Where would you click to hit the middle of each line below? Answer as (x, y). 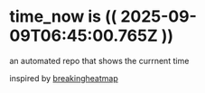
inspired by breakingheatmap (64, 78)
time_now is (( (63, 17)
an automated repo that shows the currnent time (99, 60)
